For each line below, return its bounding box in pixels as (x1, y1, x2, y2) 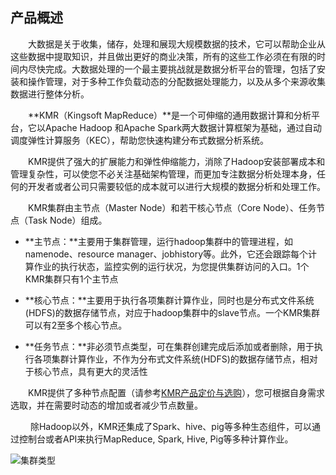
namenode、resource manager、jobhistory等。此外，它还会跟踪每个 (24, 248, 309, 260)
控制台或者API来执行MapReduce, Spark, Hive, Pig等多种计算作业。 (18, 433, 294, 445)
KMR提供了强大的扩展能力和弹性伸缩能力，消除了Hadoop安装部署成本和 (27, 155, 326, 167)
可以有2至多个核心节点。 (24, 319, 128, 331)
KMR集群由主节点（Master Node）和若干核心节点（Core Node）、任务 (27, 201, 317, 213)
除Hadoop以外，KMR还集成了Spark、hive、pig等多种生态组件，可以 (29, 420, 312, 432)
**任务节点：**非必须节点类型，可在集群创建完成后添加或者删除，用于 (24, 340, 315, 352)
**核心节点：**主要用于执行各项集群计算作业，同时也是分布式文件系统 (24, 294, 315, 306)
